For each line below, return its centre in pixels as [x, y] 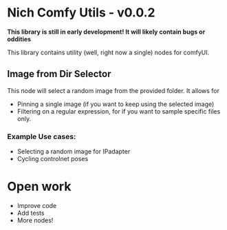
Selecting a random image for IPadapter [74, 151]
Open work [39, 187]
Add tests [31, 213]
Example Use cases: [42, 136]
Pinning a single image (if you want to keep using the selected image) [116, 104]
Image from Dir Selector [59, 74]
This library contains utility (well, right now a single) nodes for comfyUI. [108, 52]
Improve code [37, 205]
